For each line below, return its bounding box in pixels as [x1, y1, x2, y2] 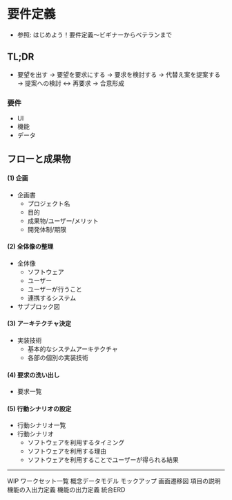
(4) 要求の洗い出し [7, 370, 60, 379]
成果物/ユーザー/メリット [27, 216, 99, 225]
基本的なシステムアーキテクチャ [27, 345, 119, 353]
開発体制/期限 [27, 225, 67, 233]
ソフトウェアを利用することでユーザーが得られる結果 [27, 456, 179, 464]
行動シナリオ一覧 [17, 421, 66, 429]
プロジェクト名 [27, 199, 70, 208]
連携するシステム [27, 294, 77, 302]
